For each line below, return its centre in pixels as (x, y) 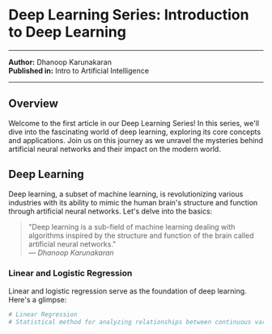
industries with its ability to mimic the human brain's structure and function (133, 202)
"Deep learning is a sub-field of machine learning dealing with (132, 226)
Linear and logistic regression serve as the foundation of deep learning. (127, 291)
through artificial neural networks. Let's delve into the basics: (110, 211)
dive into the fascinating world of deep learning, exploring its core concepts (135, 132)
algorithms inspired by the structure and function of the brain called (141, 235)
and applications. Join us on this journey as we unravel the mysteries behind (136, 140)
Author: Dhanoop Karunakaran (60, 61)
